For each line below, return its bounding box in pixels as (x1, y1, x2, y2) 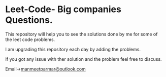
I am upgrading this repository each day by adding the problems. (5, 46, 141, 52)
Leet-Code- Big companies (5, 4, 122, 15)
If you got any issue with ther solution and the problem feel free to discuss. (5, 56, 162, 62)
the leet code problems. (5, 36, 55, 43)
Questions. (5, 14, 53, 26)
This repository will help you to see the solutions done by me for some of (5, 31, 158, 37)
